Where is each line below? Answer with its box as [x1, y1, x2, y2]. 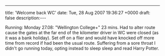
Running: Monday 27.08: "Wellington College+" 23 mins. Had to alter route [5, 25, 156, 30]
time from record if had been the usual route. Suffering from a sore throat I [5, 40, 156, 46]
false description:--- [5, 15, 47, 21]
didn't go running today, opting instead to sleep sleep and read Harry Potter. [5, 45, 160, 51]
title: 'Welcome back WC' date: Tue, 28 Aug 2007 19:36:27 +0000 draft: [5, 10, 151, 15]
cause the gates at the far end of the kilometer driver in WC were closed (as [5, 30, 159, 35]
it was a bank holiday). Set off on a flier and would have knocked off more [5, 35, 155, 41]
